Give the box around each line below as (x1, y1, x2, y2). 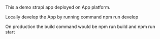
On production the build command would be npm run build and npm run (5, 23, 155, 29)
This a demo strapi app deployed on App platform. (5, 4, 111, 10)
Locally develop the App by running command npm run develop (5, 14, 139, 19)
